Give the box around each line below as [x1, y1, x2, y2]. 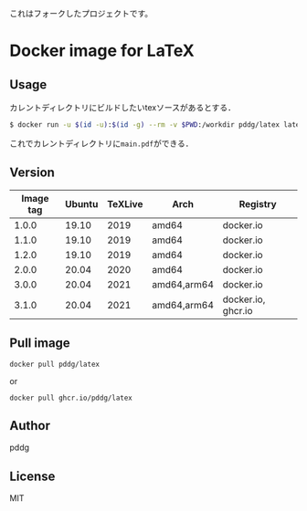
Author [9, 418, 50, 433]
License [9, 468, 56, 484]
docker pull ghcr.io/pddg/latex [9, 393, 132, 402]
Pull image [9, 336, 70, 351]
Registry [238, 197, 277, 210]
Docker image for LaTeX [9, 40, 195, 61]
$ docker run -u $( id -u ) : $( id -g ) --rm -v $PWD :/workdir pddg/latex [9, 120, 281, 130]
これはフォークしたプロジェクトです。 [9, 8, 153, 18]
